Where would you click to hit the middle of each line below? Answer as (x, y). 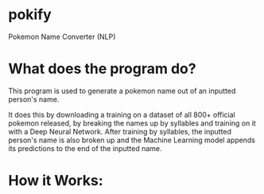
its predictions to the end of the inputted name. (85, 148)
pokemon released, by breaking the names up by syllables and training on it (132, 123)
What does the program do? (102, 69)
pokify (30, 15)
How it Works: (56, 181)
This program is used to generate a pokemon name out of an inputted (122, 91)
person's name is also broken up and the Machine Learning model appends (132, 140)
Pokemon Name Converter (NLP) (62, 37)
